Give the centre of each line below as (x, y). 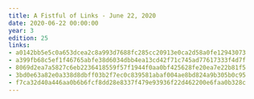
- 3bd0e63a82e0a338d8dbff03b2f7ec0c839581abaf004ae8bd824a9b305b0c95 (127, 75)
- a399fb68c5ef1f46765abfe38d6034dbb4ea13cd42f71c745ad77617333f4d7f (127, 61)
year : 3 (21, 30)
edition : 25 (28, 38)
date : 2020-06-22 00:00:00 (53, 23)
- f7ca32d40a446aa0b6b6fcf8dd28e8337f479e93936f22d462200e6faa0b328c (127, 82)
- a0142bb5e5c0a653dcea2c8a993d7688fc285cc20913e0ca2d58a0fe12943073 (127, 53)
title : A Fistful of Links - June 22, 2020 (82, 16)
